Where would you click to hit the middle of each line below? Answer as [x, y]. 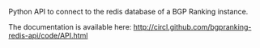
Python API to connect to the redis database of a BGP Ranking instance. [128, 12]
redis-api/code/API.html [48, 36]
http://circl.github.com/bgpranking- [192, 27]
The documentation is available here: [70, 27]
